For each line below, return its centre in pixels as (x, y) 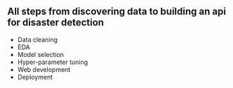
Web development (44, 69)
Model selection (41, 54)
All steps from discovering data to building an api (117, 12)
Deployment (35, 77)
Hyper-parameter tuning (53, 62)
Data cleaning (38, 39)
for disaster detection (55, 23)
